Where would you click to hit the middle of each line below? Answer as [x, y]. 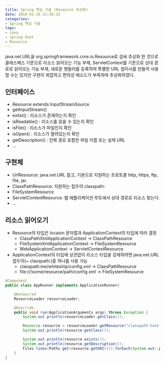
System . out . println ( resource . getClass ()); [67, 330]
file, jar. [20, 181]
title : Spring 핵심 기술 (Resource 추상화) [47, 10]
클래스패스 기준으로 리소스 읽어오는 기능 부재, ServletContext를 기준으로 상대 [79, 63]
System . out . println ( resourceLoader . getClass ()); [73, 317]
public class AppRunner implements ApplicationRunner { [62, 286]
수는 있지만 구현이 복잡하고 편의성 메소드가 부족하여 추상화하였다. [72, 75]
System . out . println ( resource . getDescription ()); [73, 344]
